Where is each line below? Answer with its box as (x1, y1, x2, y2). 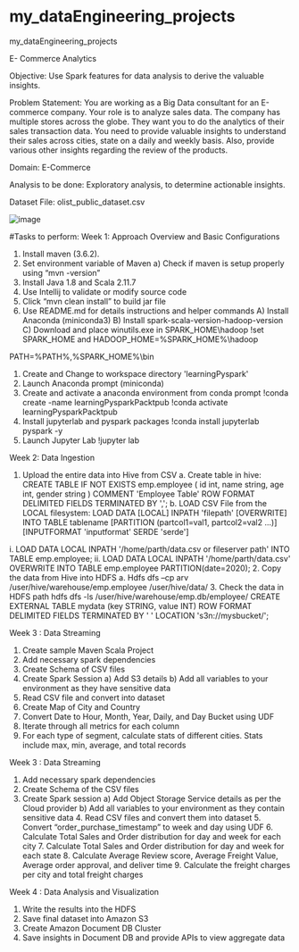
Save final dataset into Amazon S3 (21, 913, 149, 923)
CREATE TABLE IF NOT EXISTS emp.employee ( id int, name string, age (21, 479, 284, 489)
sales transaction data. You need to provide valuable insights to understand (9, 125, 287, 136)
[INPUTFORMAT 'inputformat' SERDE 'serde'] (21, 526, 189, 537)
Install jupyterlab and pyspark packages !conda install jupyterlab (21, 415, 260, 426)
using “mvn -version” (21, 267, 101, 278)
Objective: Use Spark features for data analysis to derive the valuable (9, 70, 265, 81)
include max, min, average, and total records (21, 739, 187, 750)
